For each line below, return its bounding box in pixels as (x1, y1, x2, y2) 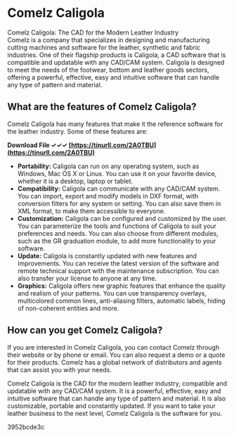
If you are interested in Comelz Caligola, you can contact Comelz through (7, 343, 220, 351)
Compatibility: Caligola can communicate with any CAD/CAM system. (17, 184, 221, 193)
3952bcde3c (7, 422, 45, 431)
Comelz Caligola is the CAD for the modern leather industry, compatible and (7, 379, 227, 388)
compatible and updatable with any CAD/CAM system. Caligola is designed (7, 58, 225, 66)
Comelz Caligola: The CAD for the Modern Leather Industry (7, 28, 179, 37)
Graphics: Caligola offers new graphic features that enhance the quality (17, 281, 226, 290)
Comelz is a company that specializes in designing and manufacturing (7, 35, 210, 44)
